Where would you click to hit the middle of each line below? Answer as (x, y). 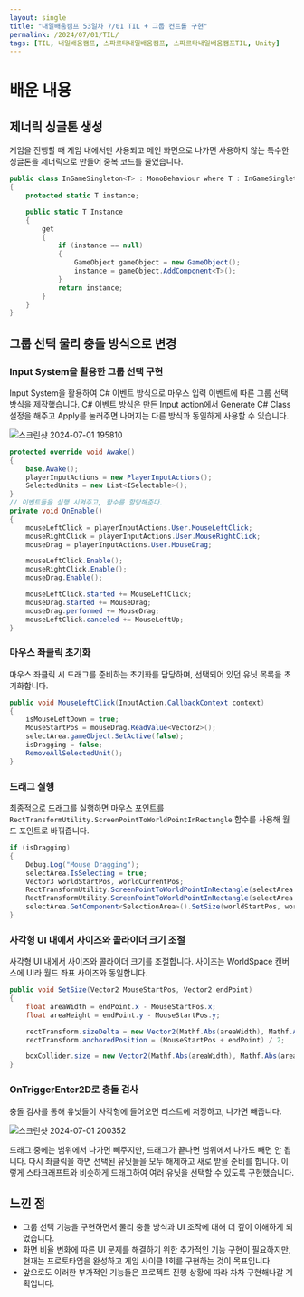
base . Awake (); (52, 469)
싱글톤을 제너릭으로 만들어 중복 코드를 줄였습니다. (96, 162)
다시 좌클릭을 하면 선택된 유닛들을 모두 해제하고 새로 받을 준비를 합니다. (154, 1161)
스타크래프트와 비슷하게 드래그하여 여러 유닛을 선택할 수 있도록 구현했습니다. (160, 1172)
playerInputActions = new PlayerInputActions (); (119, 477)
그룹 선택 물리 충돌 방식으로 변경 (93, 344)
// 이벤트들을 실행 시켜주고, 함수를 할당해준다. (87, 503)
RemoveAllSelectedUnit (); (75, 753)
